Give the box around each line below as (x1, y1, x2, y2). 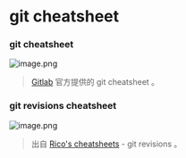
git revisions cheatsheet (9, 100, 117, 112)
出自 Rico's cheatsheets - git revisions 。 (30, 138, 182, 149)
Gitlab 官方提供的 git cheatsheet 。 (30, 77, 159, 87)
